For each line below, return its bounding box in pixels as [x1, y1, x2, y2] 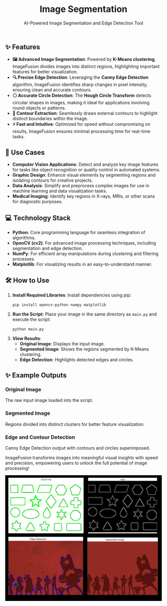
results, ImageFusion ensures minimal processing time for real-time [12, 128, 151, 134]
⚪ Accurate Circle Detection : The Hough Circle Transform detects [12, 92, 152, 98]
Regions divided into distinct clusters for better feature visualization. [5, 421, 145, 427]
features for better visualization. [12, 69, 78, 75]
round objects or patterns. [12, 105, 66, 111]
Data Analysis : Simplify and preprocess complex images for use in [12, 183, 150, 189]
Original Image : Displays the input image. [19, 340, 105, 346]
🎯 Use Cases [5, 148, 45, 157]
